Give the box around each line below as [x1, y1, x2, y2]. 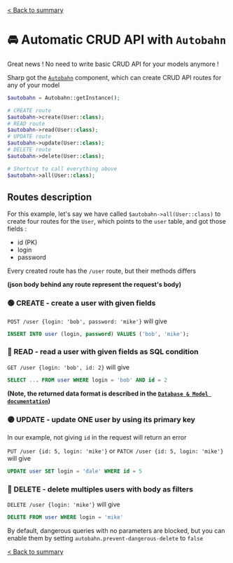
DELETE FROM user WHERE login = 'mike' [7, 514, 124, 521]
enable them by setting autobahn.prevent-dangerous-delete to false [7, 534, 204, 543]
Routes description [7, 191, 92, 203]
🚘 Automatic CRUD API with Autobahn [7, 32, 227, 48]
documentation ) [7, 396, 51, 405]
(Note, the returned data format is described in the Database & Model [7, 389, 209, 398]
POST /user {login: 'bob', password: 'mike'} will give [7, 317, 168, 325]
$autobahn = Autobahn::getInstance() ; [7, 94, 120, 101]
